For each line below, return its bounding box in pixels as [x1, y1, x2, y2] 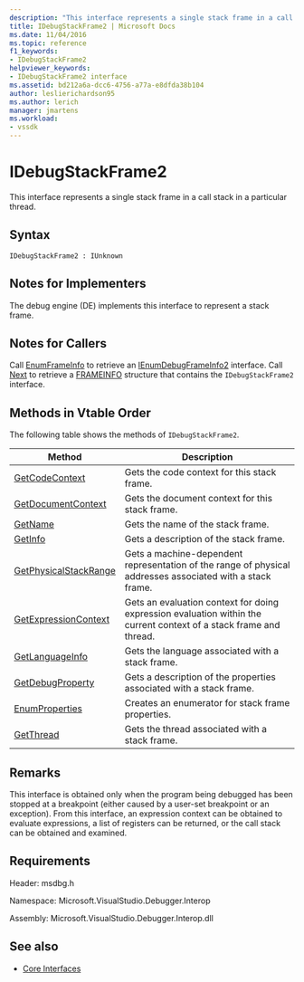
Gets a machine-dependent [124, 548, 243, 560]
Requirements [9, 853, 90, 869]
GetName [14, 518, 54, 530]
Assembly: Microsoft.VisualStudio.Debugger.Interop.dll [9, 912, 214, 923]
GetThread [14, 729, 60, 741]
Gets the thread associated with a [124, 723, 268, 736]
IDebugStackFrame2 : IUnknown [9, 251, 124, 261]
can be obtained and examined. [9, 827, 128, 838]
